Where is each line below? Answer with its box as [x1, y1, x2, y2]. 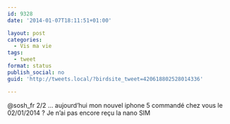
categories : [7, 36, 42, 43]
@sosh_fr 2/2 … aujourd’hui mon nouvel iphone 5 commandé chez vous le [7, 101, 224, 109]
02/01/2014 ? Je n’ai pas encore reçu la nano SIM [7, 108, 150, 117]
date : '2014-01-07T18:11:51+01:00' [7, 17, 112, 24]
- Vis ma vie [13, 43, 52, 50]
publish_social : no [7, 68, 65, 76]
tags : [7, 49, 23, 56]
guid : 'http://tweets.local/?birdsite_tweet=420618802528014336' [7, 75, 203, 82]
